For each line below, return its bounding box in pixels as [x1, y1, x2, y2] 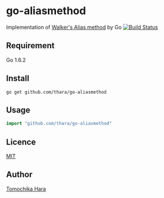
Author [6, 170, 32, 180]
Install [6, 74, 29, 84]
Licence [6, 137, 37, 147]
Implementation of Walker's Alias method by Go [6, 24, 122, 31]
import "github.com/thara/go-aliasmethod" [6, 121, 112, 127]
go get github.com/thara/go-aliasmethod [6, 89, 107, 95]
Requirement [6, 41, 55, 51]
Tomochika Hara [6, 185, 46, 192]
